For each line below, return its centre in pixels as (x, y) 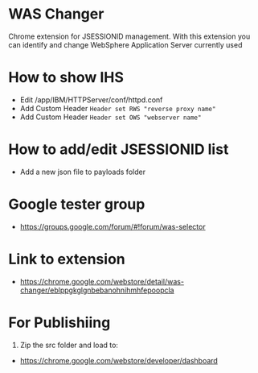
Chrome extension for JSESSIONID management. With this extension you (129, 36)
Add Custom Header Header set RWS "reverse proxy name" (118, 108)
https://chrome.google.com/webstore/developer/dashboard (119, 360)
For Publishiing (59, 322)
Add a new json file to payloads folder (83, 172)
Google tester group (77, 204)
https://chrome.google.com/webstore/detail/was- (102, 281)
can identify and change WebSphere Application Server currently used (125, 44)
